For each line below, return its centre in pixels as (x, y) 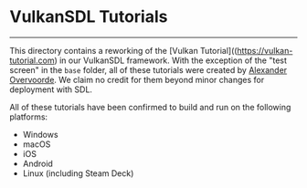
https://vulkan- (265, 50)
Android (37, 163)
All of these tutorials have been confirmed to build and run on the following (150, 107)
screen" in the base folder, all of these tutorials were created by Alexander (148, 69)
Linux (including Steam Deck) (78, 173)
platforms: (29, 117)
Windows (40, 134)
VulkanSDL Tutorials (89, 17)
